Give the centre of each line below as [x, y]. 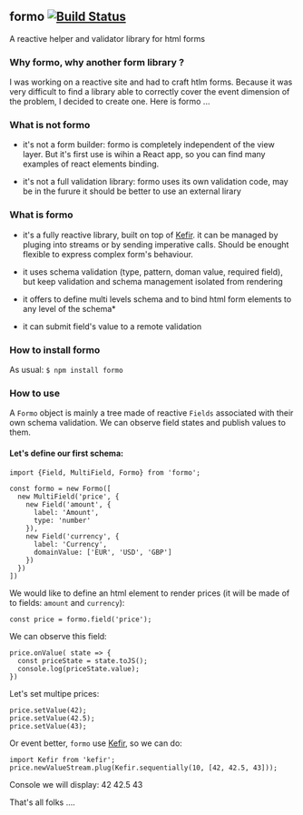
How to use [35, 393]
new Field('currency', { [73, 536]
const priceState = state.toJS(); [83, 660]
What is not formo [50, 126]
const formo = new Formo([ [60, 488]
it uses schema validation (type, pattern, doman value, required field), [152, 272]
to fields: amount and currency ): [67, 602]
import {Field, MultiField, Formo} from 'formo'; [105, 473]
